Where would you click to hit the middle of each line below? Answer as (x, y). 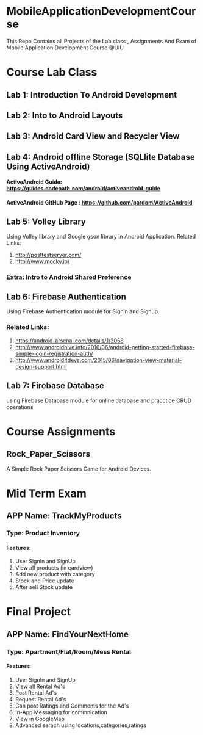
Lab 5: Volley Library (46, 222)
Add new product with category (55, 574)
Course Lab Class (52, 72)
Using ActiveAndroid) (48, 166)
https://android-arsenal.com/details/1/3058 (69, 341)
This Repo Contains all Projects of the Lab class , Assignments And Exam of (101, 41)
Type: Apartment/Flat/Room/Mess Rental (69, 651)
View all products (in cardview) (54, 568)
